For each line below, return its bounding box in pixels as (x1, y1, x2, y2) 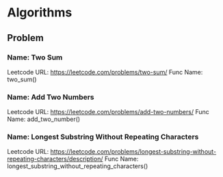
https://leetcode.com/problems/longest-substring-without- (50, 148, 217, 156)
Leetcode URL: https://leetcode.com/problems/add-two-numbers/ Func (7, 108, 210, 116)
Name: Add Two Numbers (7, 92, 94, 102)
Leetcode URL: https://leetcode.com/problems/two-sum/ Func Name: (7, 68, 203, 76)
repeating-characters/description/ (7, 155, 103, 163)
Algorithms (7, 5, 73, 21)
